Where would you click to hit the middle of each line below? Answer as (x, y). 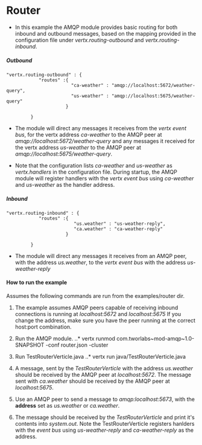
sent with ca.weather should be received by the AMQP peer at (92, 381)
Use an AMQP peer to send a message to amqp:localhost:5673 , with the (105, 399)
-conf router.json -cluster (77, 345)
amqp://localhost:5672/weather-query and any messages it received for (105, 141)
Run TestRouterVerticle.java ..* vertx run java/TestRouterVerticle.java (100, 357)
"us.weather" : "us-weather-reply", (119, 224)
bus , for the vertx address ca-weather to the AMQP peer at (88, 134)
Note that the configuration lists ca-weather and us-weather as (94, 165)
